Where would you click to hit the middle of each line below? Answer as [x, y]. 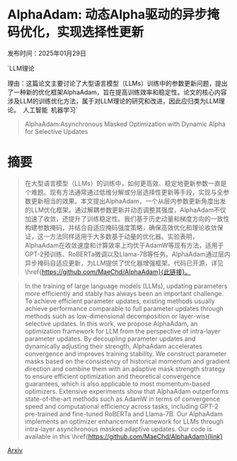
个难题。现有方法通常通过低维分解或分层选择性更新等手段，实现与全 [124, 192]
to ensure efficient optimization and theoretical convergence [113, 376]
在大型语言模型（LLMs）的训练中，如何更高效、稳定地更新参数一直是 [126, 183]
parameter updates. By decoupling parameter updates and [110, 338]
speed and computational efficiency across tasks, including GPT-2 [121, 406]
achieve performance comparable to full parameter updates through [124, 308]
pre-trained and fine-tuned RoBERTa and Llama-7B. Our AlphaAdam [123, 414]
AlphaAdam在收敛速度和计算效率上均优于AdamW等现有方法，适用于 [124, 245]
